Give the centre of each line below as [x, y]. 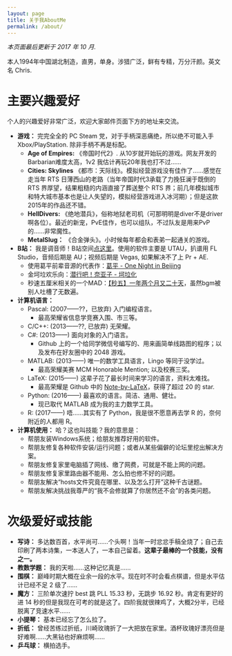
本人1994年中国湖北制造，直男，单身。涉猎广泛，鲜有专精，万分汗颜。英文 [114, 62]
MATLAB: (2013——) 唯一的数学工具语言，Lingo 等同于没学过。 [118, 361]
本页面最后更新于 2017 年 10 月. [52, 47]
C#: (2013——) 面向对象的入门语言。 [80, 335]
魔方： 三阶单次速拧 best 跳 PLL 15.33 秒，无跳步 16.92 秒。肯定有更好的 [120, 594]
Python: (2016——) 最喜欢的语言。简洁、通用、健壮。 [104, 396]
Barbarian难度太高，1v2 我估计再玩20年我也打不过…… [104, 162]
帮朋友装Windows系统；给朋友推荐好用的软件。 [95, 439]
